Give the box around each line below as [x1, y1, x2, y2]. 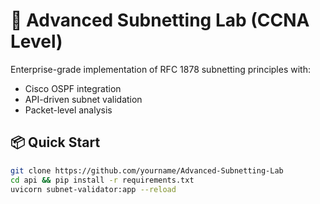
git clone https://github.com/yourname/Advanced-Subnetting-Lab [10, 165, 284, 176]
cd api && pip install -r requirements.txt [10, 175, 195, 185]
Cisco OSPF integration [24, 82, 122, 94]
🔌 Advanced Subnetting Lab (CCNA [10, 9, 310, 32]
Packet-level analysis [24, 104, 113, 116]
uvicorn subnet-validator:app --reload [10, 184, 177, 194]
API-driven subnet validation [24, 93, 143, 105]
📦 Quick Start [10, 134, 101, 151]
